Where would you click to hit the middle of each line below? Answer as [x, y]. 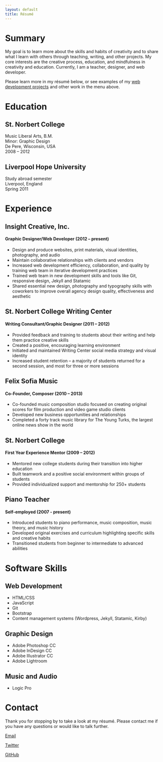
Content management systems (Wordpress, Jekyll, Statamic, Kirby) [79, 618]
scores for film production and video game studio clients [69, 410]
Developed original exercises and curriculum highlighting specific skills [83, 533]
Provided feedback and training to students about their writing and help [84, 335]
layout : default [21, 9]
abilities [20, 548]
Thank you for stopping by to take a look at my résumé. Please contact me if [81, 721]
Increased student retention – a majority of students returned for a [78, 361]
